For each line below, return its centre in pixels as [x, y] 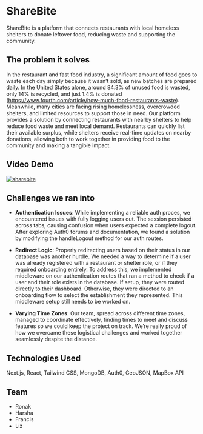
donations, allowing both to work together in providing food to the [88, 139]
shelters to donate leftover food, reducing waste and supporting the [91, 34]
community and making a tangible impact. [58, 145]
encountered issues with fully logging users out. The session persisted [103, 219]
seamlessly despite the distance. [56, 339]
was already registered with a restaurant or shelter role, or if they [96, 263]
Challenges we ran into [51, 198]
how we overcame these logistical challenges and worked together [99, 333]
